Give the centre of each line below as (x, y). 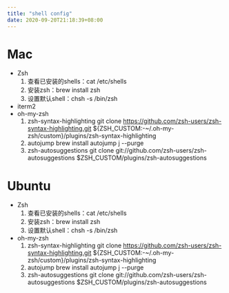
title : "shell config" (40, 13)
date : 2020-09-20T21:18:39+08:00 (55, 20)
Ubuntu (29, 186)
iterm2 (27, 106)
